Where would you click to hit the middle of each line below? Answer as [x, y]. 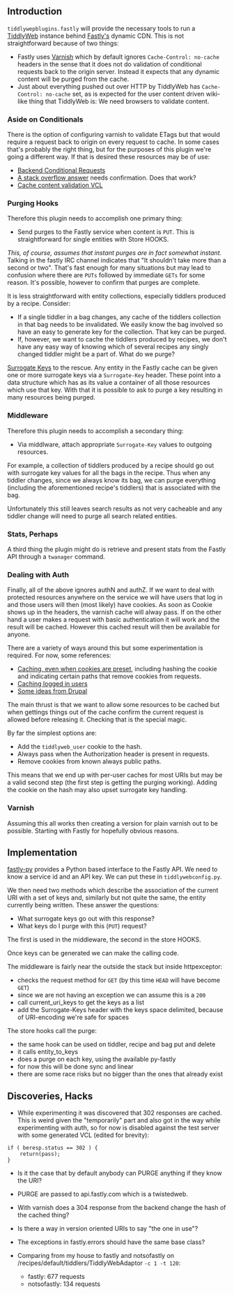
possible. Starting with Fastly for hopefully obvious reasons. [93, 831]
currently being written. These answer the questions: [83, 905]
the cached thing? [43, 1215]
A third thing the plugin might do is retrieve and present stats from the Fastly [117, 549]
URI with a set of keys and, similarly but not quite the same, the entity [107, 898]
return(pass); [40, 1154]
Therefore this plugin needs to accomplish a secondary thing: [95, 431]
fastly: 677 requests [56, 1277]
